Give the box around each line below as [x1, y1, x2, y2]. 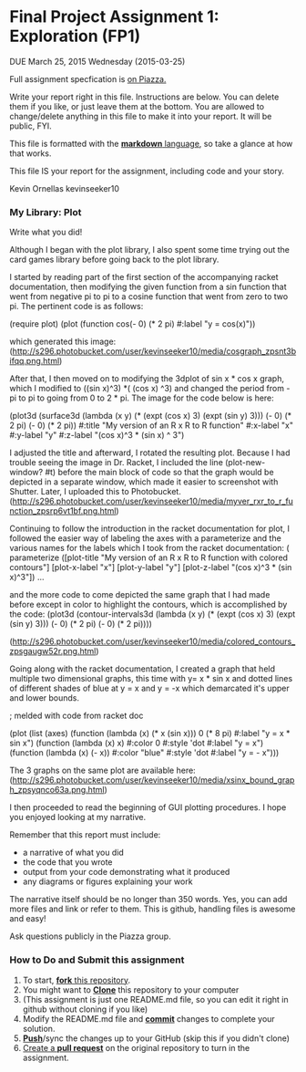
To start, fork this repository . [22, 974, 131, 985]
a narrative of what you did [22, 847, 125, 859]
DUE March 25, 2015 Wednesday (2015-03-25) [9, 56, 186, 67]
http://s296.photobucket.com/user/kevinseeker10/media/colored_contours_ [12, 636, 296, 647]
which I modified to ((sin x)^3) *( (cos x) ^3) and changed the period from [9, 383, 285, 394]
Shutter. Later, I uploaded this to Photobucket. [9, 486, 182, 497]
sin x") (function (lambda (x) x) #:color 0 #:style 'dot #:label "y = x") [9, 737, 264, 749]
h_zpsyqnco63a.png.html [9, 785, 105, 796]
